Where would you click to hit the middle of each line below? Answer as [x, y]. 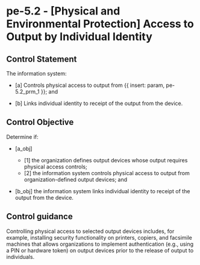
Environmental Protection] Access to [100, 24]
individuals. [20, 257]
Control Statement [42, 59]
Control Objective [40, 122]
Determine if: [22, 136]
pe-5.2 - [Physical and [63, 11]
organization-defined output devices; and [76, 179]
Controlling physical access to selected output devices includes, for [90, 231]
